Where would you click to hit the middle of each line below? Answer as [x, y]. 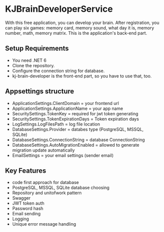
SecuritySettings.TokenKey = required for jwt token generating [75, 113]
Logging [21, 219]
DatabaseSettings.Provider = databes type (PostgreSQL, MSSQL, [78, 129]
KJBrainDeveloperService [59, 9]
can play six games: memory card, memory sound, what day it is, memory [80, 27]
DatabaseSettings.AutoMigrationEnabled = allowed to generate [76, 145]
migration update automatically [43, 150]
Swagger [21, 198]
